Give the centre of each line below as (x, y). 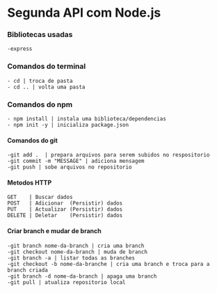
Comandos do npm (40, 104)
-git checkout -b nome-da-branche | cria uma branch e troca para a (108, 264)
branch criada (28, 270)
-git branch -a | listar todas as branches (71, 258)
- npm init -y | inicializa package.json (68, 125)
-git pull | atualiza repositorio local (67, 282)
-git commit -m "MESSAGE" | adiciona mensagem (76, 161)
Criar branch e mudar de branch (55, 231)
